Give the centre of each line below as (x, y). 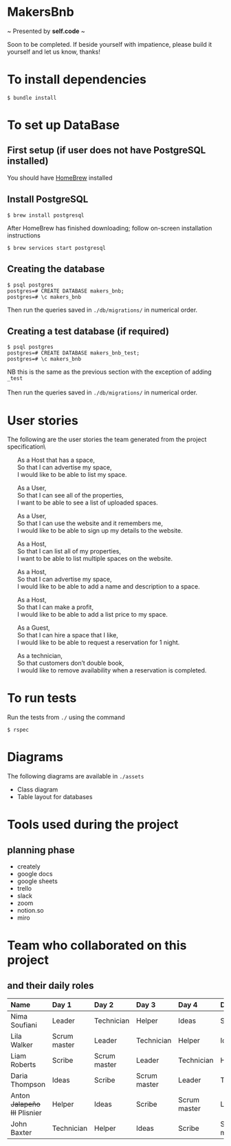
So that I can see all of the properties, (70, 496)
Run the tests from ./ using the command (66, 717)
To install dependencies (77, 79)
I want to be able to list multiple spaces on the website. (95, 559)
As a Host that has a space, (56, 460)
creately (29, 867)
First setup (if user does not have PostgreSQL (107, 150)
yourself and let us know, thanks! (54, 52)
